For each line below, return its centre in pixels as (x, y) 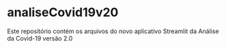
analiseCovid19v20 (63, 13)
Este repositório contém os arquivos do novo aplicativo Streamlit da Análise (113, 31)
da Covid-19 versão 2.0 (40, 38)
